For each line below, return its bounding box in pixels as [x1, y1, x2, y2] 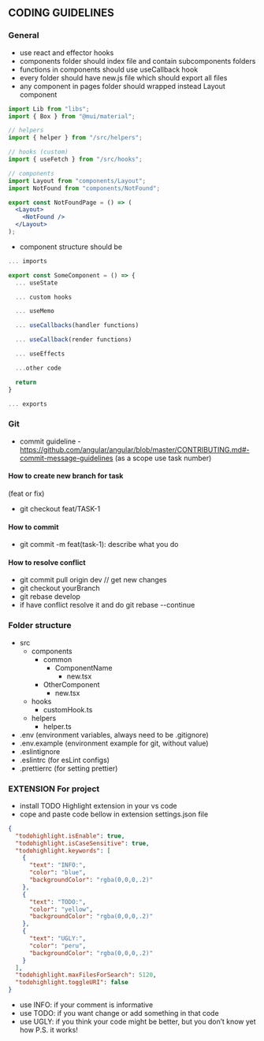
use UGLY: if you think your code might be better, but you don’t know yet [19, 1017, 256, 1027]
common [43, 654, 73, 664]
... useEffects [15, 350, 65, 358]
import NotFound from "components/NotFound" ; [8, 184, 160, 192]
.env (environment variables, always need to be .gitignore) [19, 730, 209, 739]
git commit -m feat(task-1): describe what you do [19, 540, 179, 549]
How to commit [8, 522, 59, 531]
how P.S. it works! [19, 1025, 79, 1035]
